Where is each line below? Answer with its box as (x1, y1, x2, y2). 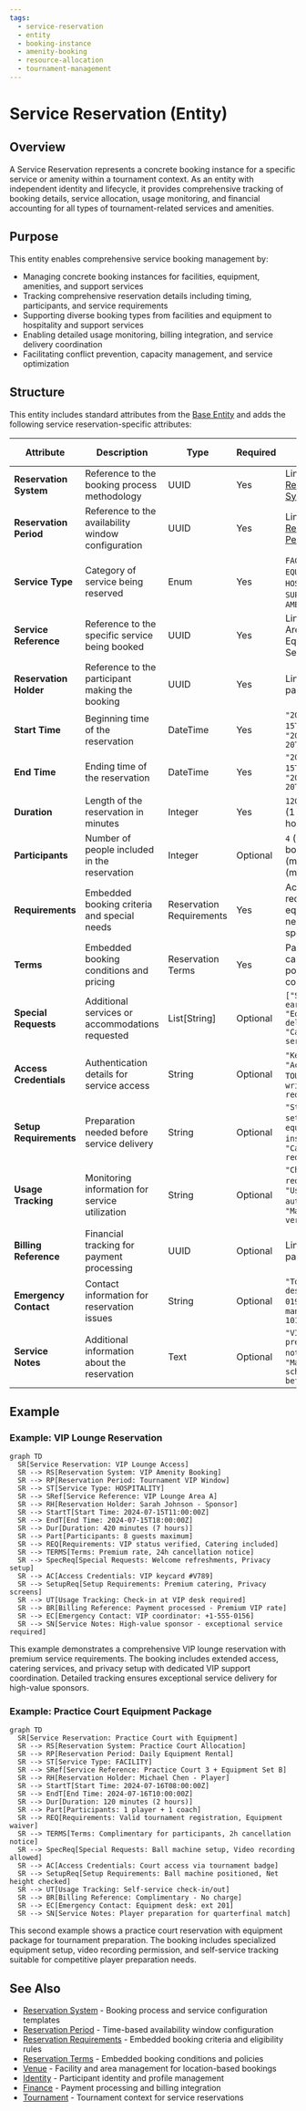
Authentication (85, 1056, 148, 1069)
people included (85, 843, 155, 855)
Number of (85, 832, 132, 844)
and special (85, 909, 135, 922)
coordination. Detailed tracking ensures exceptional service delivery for (9, 1672, 278, 1683)
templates (22, 2014, 61, 2025)
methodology (85, 490, 142, 502)
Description (96, 446, 148, 459)
